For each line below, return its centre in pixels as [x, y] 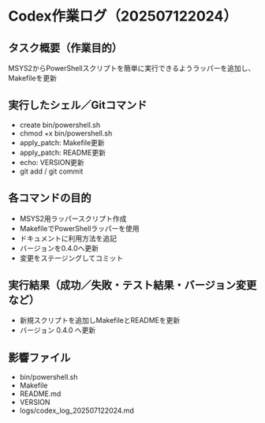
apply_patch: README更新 [63, 152]
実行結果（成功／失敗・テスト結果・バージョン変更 [132, 285]
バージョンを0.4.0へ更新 [59, 248]
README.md [40, 394]
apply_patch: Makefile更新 [62, 142]
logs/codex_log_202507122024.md [77, 410]
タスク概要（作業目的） [65, 48]
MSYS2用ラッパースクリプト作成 [73, 219]
